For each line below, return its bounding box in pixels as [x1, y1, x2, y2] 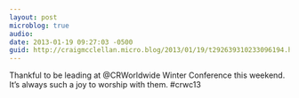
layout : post [9, 12, 58, 22]
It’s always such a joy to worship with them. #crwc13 [9, 79, 202, 90]
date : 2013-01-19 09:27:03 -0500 [9, 37, 133, 47]
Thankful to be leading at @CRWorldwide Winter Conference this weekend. [9, 70, 286, 80]
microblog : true [9, 21, 69, 30]
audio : [9, 29, 34, 38]
